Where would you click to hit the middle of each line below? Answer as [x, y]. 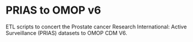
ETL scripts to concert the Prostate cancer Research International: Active [96, 27]
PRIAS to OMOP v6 [53, 10]
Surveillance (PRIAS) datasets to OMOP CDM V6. [67, 33]
